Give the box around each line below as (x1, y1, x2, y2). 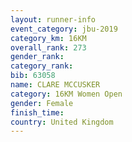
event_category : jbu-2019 (10, 24, 118, 34)
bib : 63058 (10, 71, 56, 81)
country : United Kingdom (10, 117, 114, 127)
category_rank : (10, 61, 74, 71)
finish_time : (10, 107, 65, 118)
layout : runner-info (10, 14, 97, 25)
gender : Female (10, 98, 74, 108)
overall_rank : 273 (10, 42, 87, 53)
